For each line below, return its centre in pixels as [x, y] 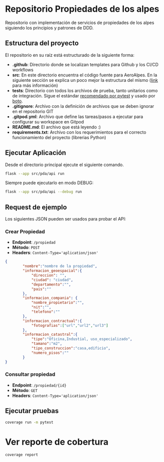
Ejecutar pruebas [32, 411]
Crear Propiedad [25, 232]
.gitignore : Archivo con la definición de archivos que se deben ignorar [83, 106]
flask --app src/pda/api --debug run [44, 192]
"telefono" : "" [46, 312]
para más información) [35, 85]
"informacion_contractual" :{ [52, 321]
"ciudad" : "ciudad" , [52, 280]
